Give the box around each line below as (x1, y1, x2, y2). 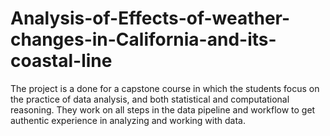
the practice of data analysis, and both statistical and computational (10, 93, 290, 105)
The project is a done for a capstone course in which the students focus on (10, 82, 320, 94)
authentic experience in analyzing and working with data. (10, 114, 246, 126)
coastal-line (10, 50, 113, 72)
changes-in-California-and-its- (10, 28, 277, 51)
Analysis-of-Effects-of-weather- (10, 7, 291, 30)
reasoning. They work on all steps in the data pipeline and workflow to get (10, 103, 316, 116)
